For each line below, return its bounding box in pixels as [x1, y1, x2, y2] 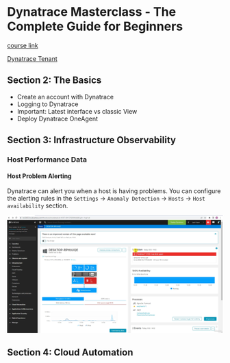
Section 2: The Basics [7, 75, 102, 86]
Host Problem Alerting [7, 172, 72, 180]
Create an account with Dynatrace [16, 92, 114, 101]
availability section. [7, 201, 68, 210]
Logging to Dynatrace [16, 100, 79, 108]
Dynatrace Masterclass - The [7, 4, 177, 20]
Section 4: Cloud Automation [7, 347, 133, 358]
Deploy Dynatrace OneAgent [16, 114, 98, 123]
